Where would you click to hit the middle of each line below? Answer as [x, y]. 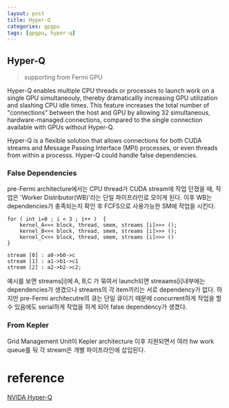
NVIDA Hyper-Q [30, 397]
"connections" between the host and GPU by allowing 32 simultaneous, [109, 113]
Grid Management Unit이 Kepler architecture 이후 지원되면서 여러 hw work [111, 341]
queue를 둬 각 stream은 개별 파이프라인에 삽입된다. [77, 349]
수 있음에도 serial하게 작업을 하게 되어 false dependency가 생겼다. [97, 307]
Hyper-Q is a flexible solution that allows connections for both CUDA [104, 141]
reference [36, 378]
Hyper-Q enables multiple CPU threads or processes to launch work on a [111, 91]
